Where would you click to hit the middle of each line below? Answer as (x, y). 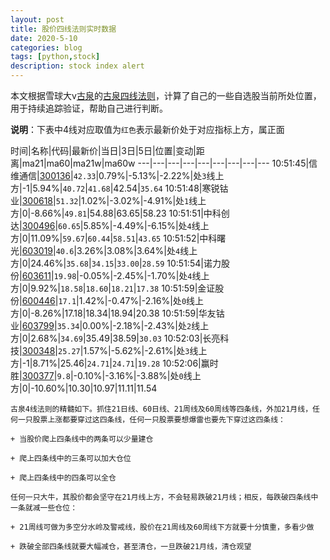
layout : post (37, 19)
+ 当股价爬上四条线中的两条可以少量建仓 (82, 439)
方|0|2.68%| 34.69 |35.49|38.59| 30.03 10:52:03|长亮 (115, 338)
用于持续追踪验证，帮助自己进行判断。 (89, 108)
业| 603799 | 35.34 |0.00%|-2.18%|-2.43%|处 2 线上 (110, 325)
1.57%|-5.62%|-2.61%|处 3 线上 (145, 350)
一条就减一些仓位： (44, 508)
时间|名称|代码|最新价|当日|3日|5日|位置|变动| (103, 150)
